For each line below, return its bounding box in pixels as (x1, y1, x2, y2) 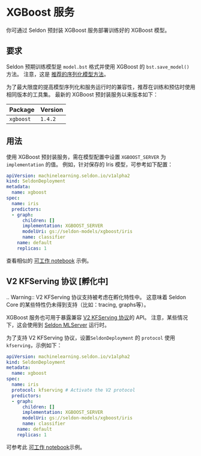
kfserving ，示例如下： (6, 341, 62, 349)
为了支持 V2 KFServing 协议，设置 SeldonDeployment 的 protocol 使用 (6, 334, 176, 341)
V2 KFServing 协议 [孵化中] (6, 276, 109, 286)
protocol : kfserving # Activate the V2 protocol (11, 387, 136, 393)
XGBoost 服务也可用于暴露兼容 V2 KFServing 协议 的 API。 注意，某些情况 (6, 313, 188, 321)
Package (9, 105, 35, 114)
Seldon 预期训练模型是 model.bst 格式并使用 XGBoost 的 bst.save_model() (6, 63, 190, 70)
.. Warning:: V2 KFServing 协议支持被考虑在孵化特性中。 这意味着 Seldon (6, 293, 187, 301)
